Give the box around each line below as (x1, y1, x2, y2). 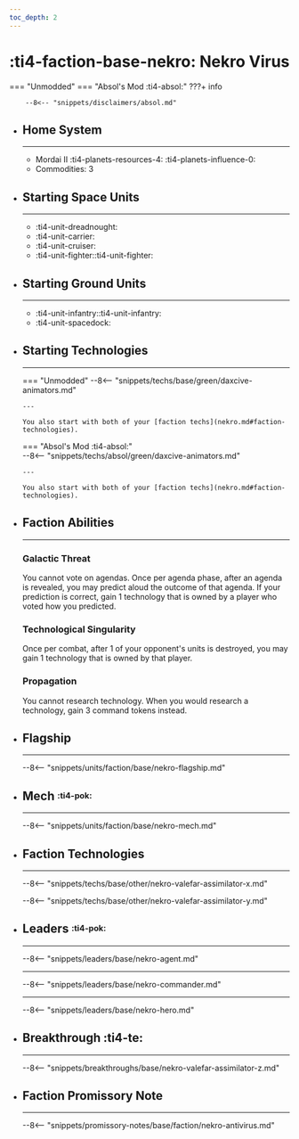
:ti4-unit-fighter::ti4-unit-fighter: (35, 250, 154, 261)
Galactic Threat (21, 552, 91, 564)
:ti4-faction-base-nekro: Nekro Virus (9, 51, 290, 71)
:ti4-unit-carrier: (35, 231, 95, 242)
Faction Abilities (21, 515, 115, 530)
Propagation (21, 675, 77, 687)
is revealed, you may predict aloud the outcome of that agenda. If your (21, 581, 281, 593)
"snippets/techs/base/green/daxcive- (114, 375, 253, 386)
